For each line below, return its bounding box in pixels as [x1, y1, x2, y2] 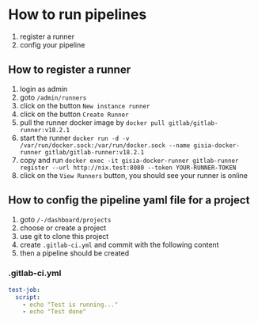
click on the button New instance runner [19, 100, 150, 110]
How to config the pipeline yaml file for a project [8, 194, 250, 207]
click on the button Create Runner [19, 109, 129, 119]
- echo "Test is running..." [22, 301, 119, 309]
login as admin [19, 84, 68, 93]
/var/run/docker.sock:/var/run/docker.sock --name [19, 141, 191, 150]
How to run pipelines [8, 6, 147, 24]
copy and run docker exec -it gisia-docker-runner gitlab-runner [19, 155, 239, 165]
